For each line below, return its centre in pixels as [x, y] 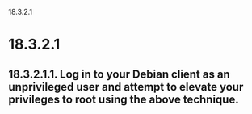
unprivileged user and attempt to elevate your [126, 87]
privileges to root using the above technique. [124, 99]
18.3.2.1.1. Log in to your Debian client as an [119, 74]
